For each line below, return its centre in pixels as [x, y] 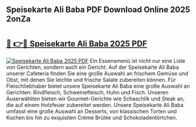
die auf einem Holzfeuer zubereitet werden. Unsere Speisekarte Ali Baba [95, 105]
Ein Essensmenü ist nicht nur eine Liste [138, 61]
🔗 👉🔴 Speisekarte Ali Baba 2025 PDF [77, 44]
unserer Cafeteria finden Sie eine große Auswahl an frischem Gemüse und [97, 73]
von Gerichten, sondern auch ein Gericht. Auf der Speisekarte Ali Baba [93, 67]
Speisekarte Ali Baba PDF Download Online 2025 [98, 10]
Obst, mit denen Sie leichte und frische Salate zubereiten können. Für [91, 80]
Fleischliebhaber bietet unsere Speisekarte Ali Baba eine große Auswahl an [98, 86]
